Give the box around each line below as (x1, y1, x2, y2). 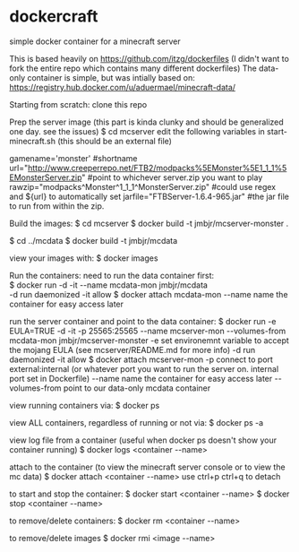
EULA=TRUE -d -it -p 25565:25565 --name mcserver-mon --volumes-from (9, 325, 286, 336)
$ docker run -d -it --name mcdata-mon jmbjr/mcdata (9, 280, 209, 290)
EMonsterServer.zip (9, 172, 82, 183)
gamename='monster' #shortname (9, 152, 138, 163)
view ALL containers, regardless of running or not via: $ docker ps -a (9, 417, 264, 427)
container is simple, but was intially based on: (26, 72, 195, 82)
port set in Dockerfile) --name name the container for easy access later (9, 373, 273, 384)
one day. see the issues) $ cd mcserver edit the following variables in (9, 125, 266, 136)
